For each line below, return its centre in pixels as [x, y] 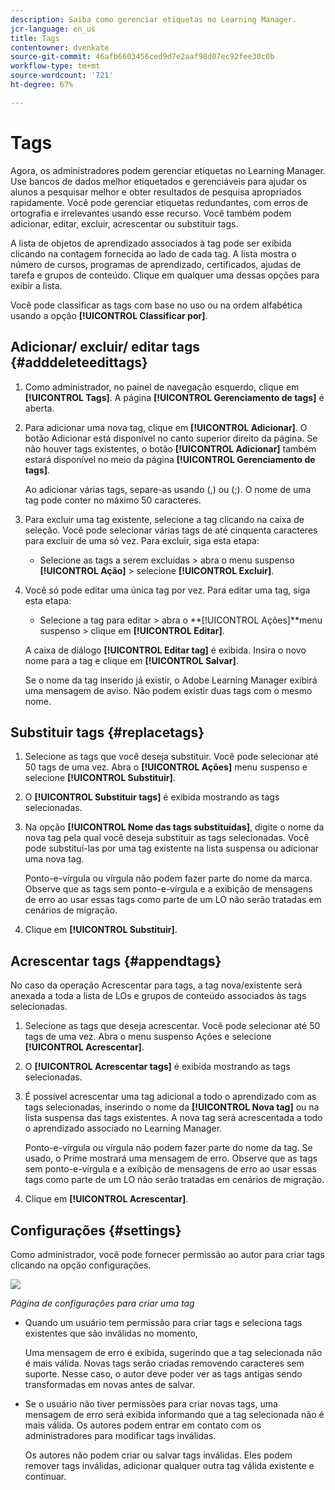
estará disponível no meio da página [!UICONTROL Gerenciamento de [170, 459]
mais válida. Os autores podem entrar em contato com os [143, 1425]
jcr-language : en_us [53, 29]
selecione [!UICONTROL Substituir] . [100, 778]
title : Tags [35, 38]
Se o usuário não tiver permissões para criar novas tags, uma [151, 1403]
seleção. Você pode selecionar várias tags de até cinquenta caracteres [171, 530]
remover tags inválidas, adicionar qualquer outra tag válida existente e [169, 1465]
